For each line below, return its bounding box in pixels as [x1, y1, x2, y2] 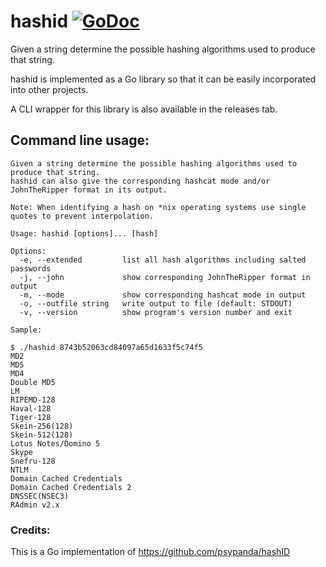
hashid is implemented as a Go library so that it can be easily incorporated [10, 73, 317, 85]
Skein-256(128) [10, 421, 74, 431]
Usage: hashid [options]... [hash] [10, 228, 159, 239]
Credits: [10, 523, 51, 537]
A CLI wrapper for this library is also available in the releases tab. [10, 103, 278, 115]
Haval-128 [10, 403, 52, 414]
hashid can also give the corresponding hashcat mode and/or [10, 176, 271, 186]
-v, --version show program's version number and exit [19, 307, 293, 317]
